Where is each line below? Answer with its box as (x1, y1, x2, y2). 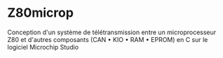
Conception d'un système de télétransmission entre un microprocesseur (7, 28, 217, 36)
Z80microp (7, 5, 74, 21)
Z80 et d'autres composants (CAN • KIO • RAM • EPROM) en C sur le (7, 35, 208, 43)
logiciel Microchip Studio (7, 43, 79, 51)
